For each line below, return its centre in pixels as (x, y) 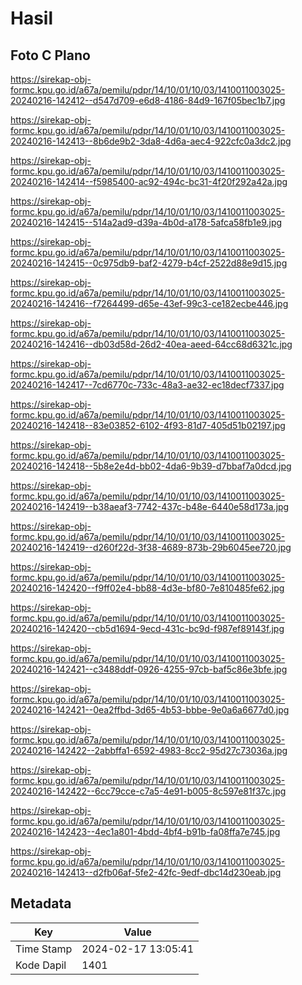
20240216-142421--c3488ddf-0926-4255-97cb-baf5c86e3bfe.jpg (149, 669)
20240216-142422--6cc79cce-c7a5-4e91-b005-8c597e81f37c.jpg (148, 791)
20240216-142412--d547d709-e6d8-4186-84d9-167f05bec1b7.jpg (148, 100)
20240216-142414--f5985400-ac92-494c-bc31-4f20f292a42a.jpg (149, 181)
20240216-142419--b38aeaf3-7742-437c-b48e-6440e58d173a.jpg (150, 506)
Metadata (41, 903)
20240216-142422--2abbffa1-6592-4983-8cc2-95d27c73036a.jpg (149, 750)
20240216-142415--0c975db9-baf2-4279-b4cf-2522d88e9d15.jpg (149, 263)
